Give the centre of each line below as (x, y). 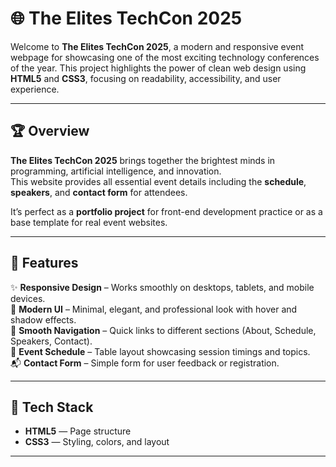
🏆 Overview (50, 131)
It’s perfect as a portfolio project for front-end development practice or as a (166, 211)
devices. (28, 298)
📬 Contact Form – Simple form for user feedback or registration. (145, 363)
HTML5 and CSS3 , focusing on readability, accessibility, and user (146, 78)
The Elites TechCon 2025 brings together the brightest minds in (143, 160)
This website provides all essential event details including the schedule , (158, 181)
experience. (35, 89)
